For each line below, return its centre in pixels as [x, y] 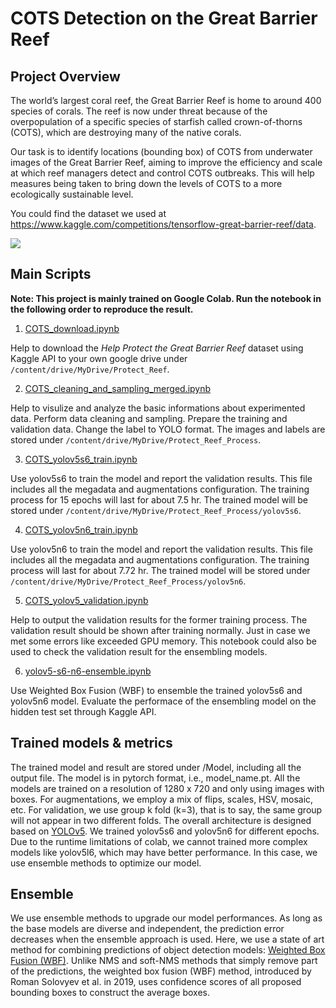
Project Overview [65, 76]
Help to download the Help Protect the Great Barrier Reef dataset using [157, 348]
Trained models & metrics [91, 743]
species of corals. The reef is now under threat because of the [139, 111]
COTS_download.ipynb [72, 328]
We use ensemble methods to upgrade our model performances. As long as [166, 918]
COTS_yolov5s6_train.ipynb [81, 459]
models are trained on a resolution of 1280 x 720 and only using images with [167, 788]
